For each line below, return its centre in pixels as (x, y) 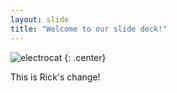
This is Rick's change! (55, 77)
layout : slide (40, 19)
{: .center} (85, 57)
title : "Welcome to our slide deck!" (89, 29)
